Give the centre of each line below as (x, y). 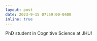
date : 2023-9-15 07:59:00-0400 (38, 14)
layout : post (19, 10)
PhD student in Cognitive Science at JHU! (49, 33)
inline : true (19, 19)
